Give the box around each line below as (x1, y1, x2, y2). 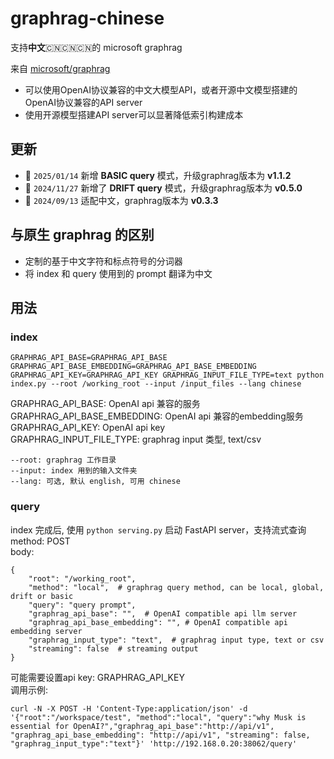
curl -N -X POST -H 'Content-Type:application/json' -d (10, 703, 248, 714)
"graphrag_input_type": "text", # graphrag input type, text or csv (28, 635, 325, 645)
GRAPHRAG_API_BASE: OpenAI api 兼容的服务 (10, 398, 201, 410)
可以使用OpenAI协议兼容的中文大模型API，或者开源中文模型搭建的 (24, 83, 298, 96)
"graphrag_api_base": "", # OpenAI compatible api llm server (28, 608, 298, 619)
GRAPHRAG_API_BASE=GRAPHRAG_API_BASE (10, 353, 168, 363)
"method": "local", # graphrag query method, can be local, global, (28, 582, 325, 592)
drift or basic (10, 591, 74, 601)
